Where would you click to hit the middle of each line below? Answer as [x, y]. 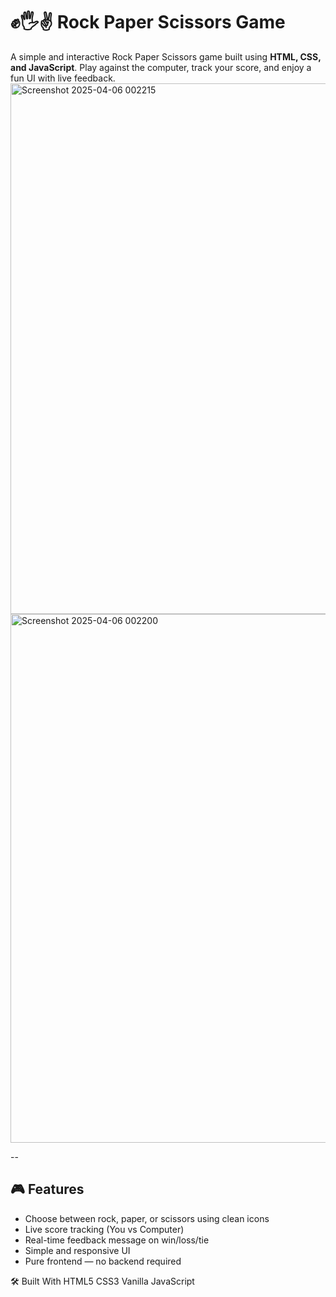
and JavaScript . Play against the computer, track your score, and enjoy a [161, 67]
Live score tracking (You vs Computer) [104, 1229]
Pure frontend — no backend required [103, 1261]
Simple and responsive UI [77, 1250]
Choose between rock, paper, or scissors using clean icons [147, 1218]
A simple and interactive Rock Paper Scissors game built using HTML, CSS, [166, 56]
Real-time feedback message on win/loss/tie [117, 1240]
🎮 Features [47, 1189]
